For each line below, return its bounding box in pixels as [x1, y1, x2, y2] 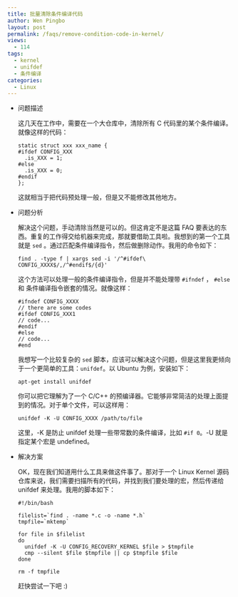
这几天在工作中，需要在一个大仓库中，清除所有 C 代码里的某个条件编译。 [17, 119, 232, 128]
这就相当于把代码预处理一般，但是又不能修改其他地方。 [17, 193, 180, 202]
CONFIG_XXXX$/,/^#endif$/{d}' [17, 262, 108, 269]
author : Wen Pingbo [7, 17, 66, 24]
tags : [7, 51, 24, 58]
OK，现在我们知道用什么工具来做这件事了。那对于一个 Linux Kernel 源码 [17, 468, 229, 476]
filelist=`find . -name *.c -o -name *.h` [17, 512, 146, 519]
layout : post [7, 24, 46, 31]
